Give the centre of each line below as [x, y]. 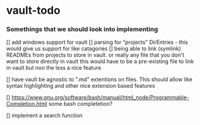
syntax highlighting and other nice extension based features [81, 86]
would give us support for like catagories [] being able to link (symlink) [94, 49]
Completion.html [27, 104]
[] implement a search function [45, 115]
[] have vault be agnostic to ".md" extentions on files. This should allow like [99, 79]
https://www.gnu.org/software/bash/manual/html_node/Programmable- [101, 97]
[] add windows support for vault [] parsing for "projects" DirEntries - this [97, 42]
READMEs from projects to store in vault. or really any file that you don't [95, 55]
